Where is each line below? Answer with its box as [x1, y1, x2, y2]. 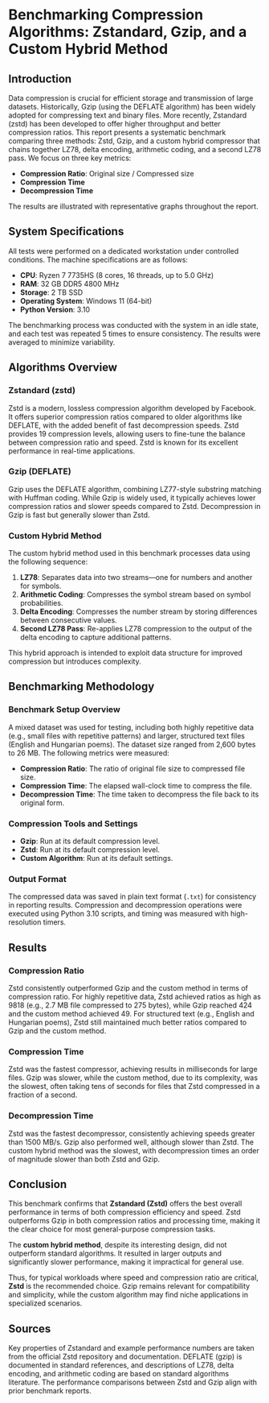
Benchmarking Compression [8, 6, 203, 24]
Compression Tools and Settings [8, 817, 138, 829]
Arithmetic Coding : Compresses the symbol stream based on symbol [19, 590, 251, 599]
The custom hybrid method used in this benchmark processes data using [8, 548, 251, 558]
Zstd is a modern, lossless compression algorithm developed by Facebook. [8, 403, 257, 412]
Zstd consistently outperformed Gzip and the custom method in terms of [8, 983, 249, 993]
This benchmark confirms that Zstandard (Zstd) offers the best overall [8, 1198, 243, 1209]
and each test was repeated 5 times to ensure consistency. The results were [8, 329, 261, 338]
